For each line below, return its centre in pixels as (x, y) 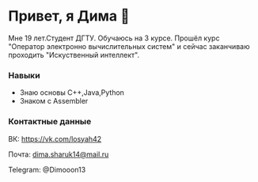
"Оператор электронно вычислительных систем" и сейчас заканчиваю (129, 46)
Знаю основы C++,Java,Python (72, 93)
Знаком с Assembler (54, 101)
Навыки (25, 75)
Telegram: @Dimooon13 (47, 169)
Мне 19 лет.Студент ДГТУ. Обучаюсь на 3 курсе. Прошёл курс (114, 38)
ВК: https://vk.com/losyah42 (55, 138)
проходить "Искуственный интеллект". (74, 55)
